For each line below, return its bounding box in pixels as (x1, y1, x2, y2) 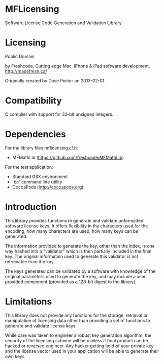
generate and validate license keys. (5, 323, 77, 328)
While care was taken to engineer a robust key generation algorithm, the (5, 332, 152, 338)
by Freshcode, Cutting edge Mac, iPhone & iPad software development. (5, 63, 150, 69)
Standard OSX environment (12, 174, 68, 180)
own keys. (5, 353, 26, 359)
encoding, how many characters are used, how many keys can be (5, 228, 139, 234)
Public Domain (5, 53, 34, 59)
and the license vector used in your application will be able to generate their (5, 348, 159, 354)
